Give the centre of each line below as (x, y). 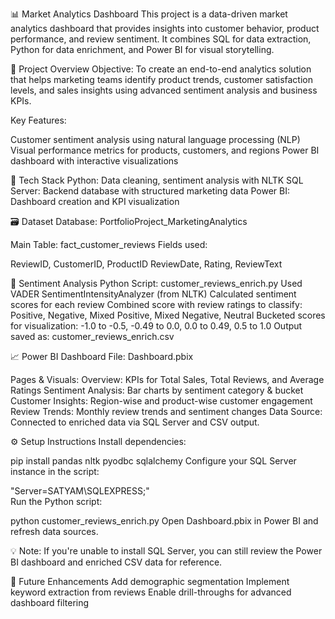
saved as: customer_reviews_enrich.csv (92, 336)
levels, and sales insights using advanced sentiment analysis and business (164, 90)
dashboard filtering (50, 602)
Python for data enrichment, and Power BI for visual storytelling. (142, 49)
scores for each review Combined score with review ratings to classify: (156, 304)
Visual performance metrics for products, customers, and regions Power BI (165, 150)
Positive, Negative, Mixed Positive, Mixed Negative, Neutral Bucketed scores (168, 315)
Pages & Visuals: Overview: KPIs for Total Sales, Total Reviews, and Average (167, 379)
